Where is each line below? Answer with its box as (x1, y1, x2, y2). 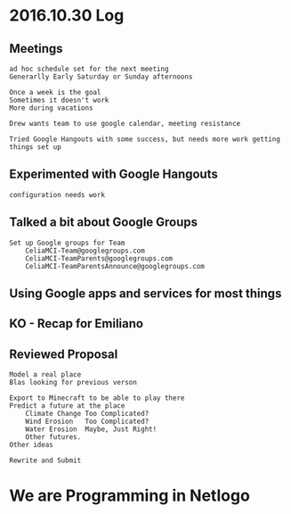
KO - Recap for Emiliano (9, 316, 144, 331)
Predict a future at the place (9, 402, 125, 410)
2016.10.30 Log (9, 5, 125, 26)
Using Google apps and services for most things (9, 286, 282, 302)
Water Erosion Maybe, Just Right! (25, 425, 158, 434)
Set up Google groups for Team (9, 238, 125, 247)
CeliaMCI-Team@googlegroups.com (25, 246, 145, 255)
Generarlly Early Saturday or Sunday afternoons (9, 72, 193, 81)
